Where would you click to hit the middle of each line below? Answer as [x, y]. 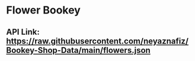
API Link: [23, 32]
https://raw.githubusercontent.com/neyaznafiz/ [97, 41]
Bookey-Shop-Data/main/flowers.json [79, 50]
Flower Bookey [44, 10]
